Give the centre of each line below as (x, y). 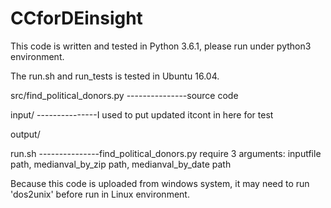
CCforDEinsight (76, 18)
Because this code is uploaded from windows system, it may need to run (160, 183)
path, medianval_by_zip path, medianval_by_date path (121, 164)
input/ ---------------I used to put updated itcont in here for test (142, 114)
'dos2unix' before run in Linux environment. (100, 194)
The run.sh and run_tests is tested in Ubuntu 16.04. (115, 76)
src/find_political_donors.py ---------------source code (124, 95)
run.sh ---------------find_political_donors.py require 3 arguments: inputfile (166, 153)
